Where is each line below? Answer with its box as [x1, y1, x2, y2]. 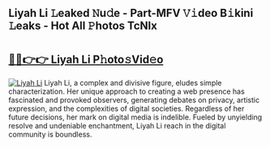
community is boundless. [8, 129, 92, 139]
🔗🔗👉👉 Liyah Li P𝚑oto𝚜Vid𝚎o [8, 52, 164, 66]
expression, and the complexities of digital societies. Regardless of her [8, 104, 245, 113]
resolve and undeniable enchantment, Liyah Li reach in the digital [8, 121, 226, 130]
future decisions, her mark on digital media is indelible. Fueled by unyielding [8, 112, 263, 122]
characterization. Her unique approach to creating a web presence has [8, 86, 245, 96]
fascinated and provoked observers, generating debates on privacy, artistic [8, 95, 260, 104]
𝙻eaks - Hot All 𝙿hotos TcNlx [8, 19, 158, 33]
